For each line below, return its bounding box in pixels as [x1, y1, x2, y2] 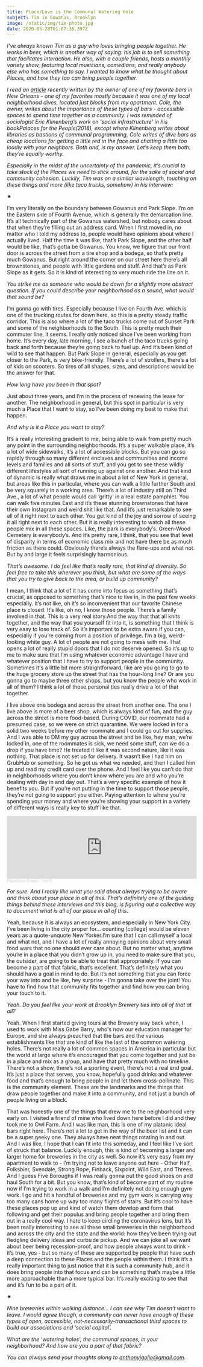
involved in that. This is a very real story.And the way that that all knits [7, 613, 180, 620]
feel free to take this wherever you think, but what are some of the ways [7, 569, 186, 576]
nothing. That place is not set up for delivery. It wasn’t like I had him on [7, 753, 183, 760]
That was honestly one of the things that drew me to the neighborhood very [7, 1108, 195, 1115]
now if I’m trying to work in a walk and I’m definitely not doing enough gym [7, 1185, 192, 1192]
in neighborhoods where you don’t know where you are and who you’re [7, 772, 184, 779]
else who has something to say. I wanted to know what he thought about [7, 68, 188, 76]
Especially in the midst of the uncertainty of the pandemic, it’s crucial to [7, 162, 186, 169]
